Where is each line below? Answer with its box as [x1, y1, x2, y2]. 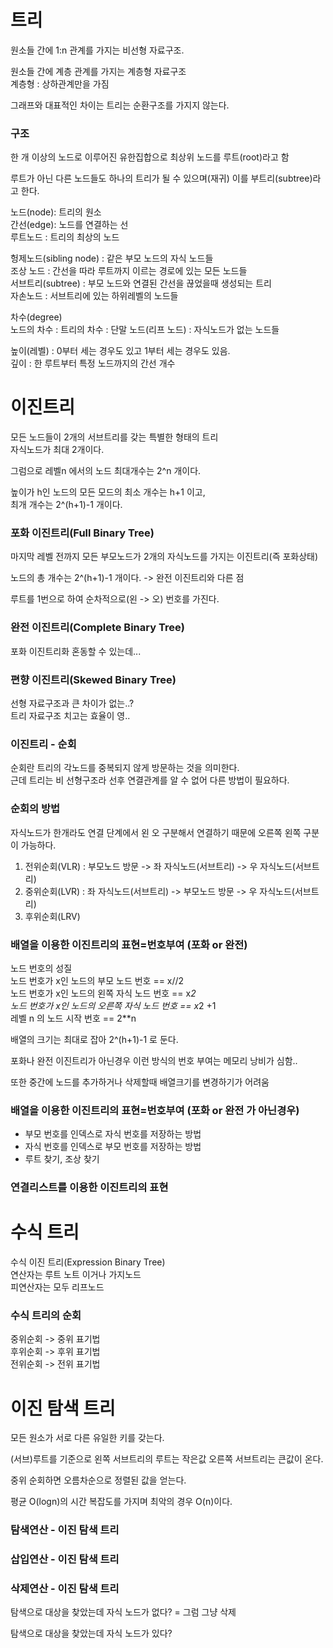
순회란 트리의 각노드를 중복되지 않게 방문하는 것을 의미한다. [10, 762, 240, 774]
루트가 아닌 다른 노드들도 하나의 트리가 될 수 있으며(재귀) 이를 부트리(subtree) [10, 172, 313, 185]
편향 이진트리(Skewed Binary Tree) [10, 672, 177, 686]
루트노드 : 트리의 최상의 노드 [10, 231, 120, 243]
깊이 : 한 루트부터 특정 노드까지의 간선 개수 [10, 357, 176, 370]
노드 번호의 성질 [10, 962, 73, 974]
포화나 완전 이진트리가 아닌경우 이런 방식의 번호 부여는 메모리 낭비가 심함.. [10, 1054, 298, 1066]
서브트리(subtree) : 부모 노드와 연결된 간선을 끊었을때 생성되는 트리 [10, 277, 272, 290]
